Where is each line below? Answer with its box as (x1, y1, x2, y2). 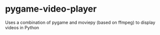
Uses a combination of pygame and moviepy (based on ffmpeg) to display (5, 19, 156, 25)
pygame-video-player (5, 3, 97, 15)
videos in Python (5, 24, 39, 30)
